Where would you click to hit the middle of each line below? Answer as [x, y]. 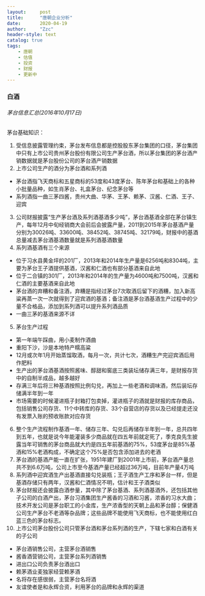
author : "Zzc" [30, 29]
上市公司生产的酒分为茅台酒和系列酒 [61, 168]
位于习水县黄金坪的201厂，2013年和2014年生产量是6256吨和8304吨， [105, 260]
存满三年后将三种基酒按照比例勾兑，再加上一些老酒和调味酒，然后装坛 [104, 386]
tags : [14, 46]
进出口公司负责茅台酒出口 [48, 564]
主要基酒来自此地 [53, 284]
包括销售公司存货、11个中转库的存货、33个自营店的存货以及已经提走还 [104, 409]
